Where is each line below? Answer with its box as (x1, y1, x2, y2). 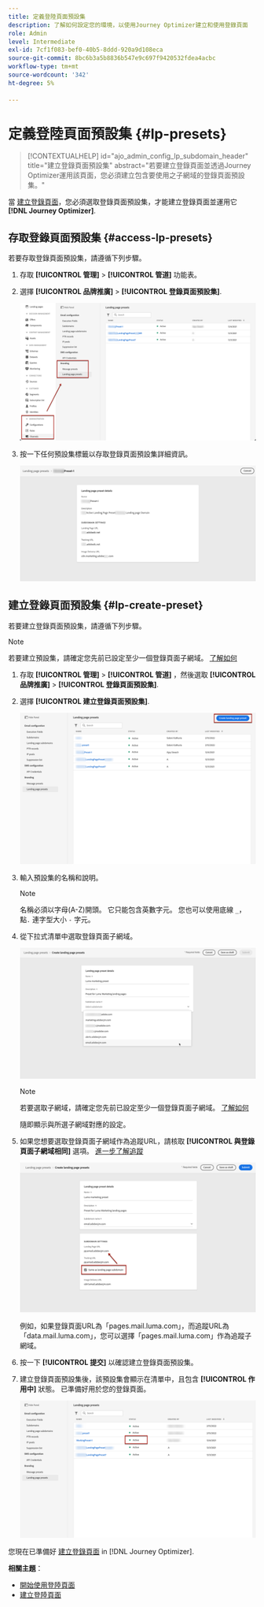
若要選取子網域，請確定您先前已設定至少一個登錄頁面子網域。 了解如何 (19, 1103, 249, 1112)
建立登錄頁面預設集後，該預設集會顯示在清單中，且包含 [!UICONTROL (19, 1375, 247, 1384)
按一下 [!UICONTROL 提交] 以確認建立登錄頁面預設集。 (19, 1358, 198, 1367)
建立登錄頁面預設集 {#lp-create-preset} (8, 599, 203, 612)
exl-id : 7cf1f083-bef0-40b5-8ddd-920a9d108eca (8, 46, 163, 54)
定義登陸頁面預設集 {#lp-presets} (8, 125, 227, 143)
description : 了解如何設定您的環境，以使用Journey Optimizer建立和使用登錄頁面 (8, 20, 249, 29)
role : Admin (8, 29, 47, 37)
